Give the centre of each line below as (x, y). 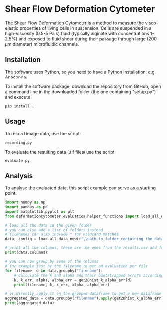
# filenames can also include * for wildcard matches (62, 234)
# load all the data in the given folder (49, 225)
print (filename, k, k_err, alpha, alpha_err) (62, 285)
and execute (18, 97)
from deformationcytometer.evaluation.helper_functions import (72, 216)
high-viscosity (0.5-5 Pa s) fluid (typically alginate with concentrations (77, 33)
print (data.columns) (27, 253)
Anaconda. (16, 77)
